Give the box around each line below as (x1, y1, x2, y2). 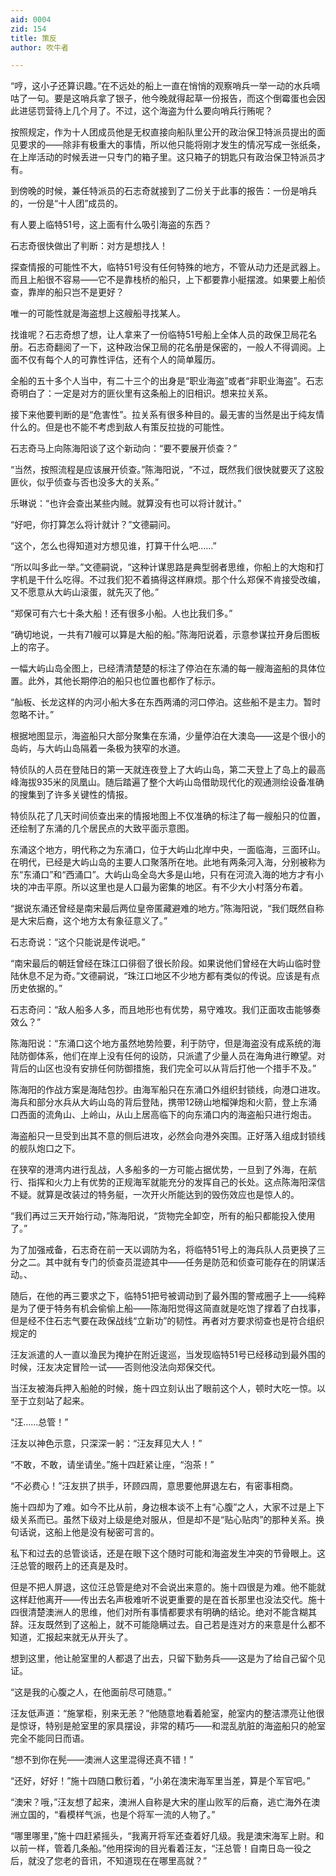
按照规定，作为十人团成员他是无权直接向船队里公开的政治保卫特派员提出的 (10, 126, 317, 138)
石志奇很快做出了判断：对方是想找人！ (10, 240, 168, 252)
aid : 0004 (10, 14, 52, 25)
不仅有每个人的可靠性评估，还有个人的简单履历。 (18, 354, 221, 366)
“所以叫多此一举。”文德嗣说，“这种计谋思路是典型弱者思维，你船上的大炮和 (10, 561, 316, 573)
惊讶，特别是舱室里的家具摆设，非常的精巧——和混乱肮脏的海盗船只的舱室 (18, 1720, 326, 1732)
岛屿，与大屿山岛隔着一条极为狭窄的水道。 (10, 742, 186, 755)
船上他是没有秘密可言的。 (53, 1526, 160, 1538)
